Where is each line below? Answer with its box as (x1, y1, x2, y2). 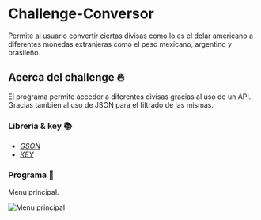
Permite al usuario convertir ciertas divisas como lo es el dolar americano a (8, 31, 254, 40)
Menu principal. (8, 188, 59, 197)
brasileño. (8, 47, 41, 57)
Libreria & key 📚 (8, 120, 73, 131)
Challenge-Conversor (8, 5, 154, 23)
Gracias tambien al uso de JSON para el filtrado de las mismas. (8, 100, 214, 109)
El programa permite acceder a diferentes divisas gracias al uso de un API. (8, 92, 252, 101)
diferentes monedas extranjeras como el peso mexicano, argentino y (8, 39, 232, 48)
